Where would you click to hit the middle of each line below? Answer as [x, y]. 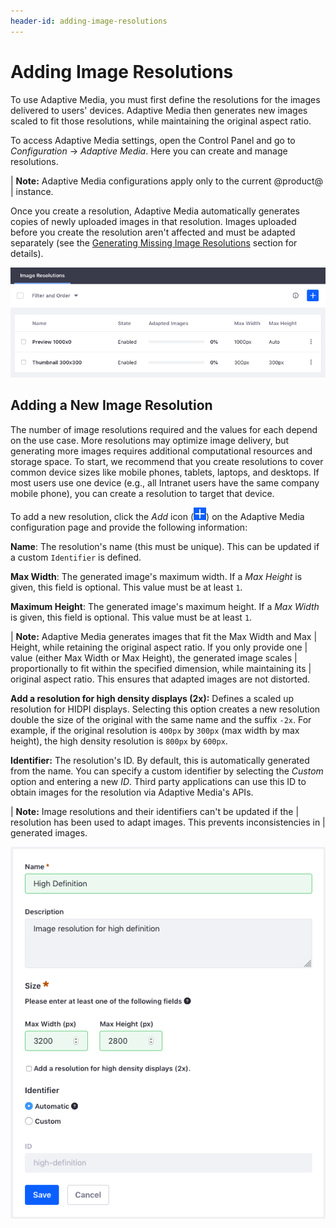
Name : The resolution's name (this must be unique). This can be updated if [165, 546]
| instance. [32, 191]
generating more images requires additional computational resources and [161, 451]
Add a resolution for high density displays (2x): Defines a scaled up [152, 698]
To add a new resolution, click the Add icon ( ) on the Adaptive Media [157, 516]
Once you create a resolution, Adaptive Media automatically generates [155, 211]
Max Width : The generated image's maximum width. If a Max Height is [156, 576]
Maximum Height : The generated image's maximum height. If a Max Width [165, 606]
